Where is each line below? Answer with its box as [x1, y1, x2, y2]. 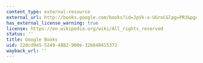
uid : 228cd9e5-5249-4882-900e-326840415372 [6, 43, 118, 49]
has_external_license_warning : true [6, 20, 98, 26]
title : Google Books [6, 37, 59, 43]
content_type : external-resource [6, 8, 91, 15]
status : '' [6, 31, 34, 37]
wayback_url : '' [6, 48, 47, 54]
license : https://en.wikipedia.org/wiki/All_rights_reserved [6, 25, 164, 32]
